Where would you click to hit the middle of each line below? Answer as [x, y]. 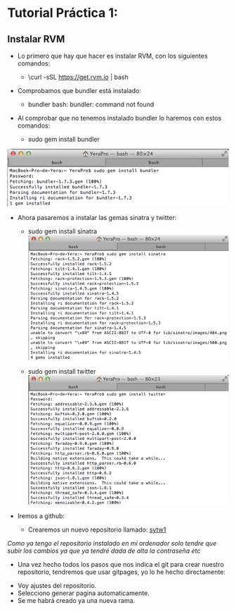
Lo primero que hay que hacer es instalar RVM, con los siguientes [113, 56]
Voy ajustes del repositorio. [57, 586]
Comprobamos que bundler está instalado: [79, 91]
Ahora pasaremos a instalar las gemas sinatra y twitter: [97, 217]
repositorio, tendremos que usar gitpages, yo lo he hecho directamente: [122, 572]
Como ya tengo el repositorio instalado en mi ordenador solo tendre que [112, 544]
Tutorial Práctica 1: [63, 13]
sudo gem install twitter [62, 372]
